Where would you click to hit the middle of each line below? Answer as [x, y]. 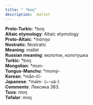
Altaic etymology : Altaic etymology [42, 34]
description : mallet [28, 14]
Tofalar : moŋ [18, 97]
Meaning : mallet [22, 50]
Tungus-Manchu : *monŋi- [33, 71]
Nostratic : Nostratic [26, 44]
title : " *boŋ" [21, 10]
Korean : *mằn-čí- [23, 76]
